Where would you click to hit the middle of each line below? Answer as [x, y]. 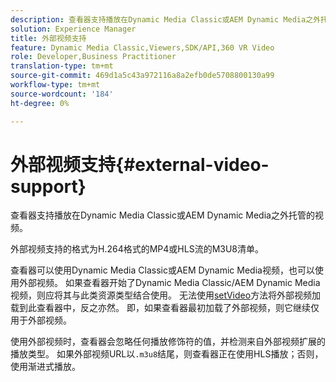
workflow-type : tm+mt [55, 85]
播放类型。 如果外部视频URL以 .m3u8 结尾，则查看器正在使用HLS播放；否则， [167, 354]
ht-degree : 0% [40, 103]
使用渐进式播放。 [45, 367]
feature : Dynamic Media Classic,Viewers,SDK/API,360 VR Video [142, 47]
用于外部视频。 [41, 320]
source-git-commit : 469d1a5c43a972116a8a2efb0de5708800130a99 [142, 76]
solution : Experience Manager [73, 29]
